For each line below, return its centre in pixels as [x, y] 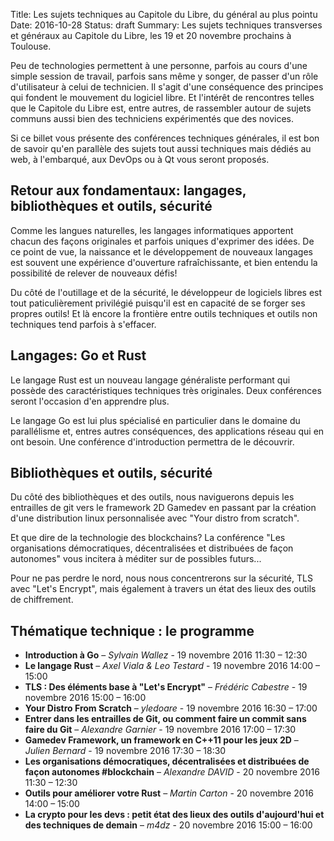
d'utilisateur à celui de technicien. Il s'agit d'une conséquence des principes [167, 87]
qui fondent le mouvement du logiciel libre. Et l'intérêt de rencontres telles [162, 97]
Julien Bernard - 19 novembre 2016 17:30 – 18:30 [125, 751]
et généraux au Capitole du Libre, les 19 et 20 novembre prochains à [151, 35]
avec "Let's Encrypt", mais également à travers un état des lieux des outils [163, 589]
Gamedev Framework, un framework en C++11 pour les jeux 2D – [161, 740]
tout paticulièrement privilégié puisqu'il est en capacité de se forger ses [158, 303]
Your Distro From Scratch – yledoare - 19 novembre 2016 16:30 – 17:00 [171, 708]
